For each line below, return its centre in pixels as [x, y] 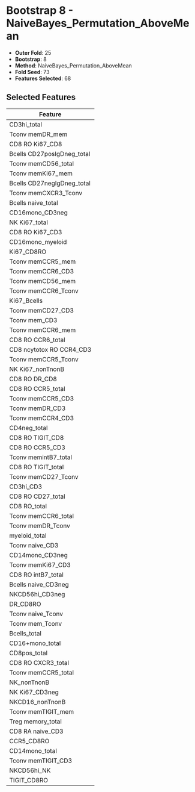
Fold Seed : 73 [32, 72]
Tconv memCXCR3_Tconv [46, 193]
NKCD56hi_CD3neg [37, 594]
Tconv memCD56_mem [43, 281]
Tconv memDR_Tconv [40, 526]
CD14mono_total [33, 750]
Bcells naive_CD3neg [39, 584]
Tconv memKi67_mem [41, 173]
